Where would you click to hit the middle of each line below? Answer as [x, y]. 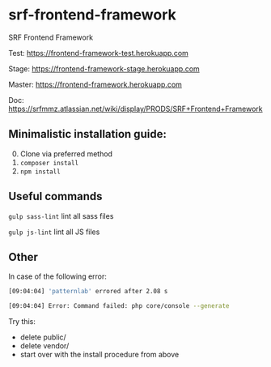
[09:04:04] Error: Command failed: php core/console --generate [119, 306]
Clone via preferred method [66, 154]
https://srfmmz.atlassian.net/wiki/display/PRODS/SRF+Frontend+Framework [135, 109]
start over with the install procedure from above [100, 355]
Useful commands [55, 196]
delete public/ [43, 337]
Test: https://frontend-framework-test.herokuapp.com [98, 53]
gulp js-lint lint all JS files [54, 232]
